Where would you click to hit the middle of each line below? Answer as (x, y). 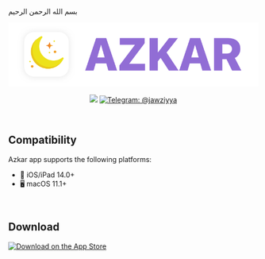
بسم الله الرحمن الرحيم (43, 12)
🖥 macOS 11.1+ (43, 184)
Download (34, 227)
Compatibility (42, 140)
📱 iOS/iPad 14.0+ (47, 175)
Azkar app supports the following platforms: (80, 159)
